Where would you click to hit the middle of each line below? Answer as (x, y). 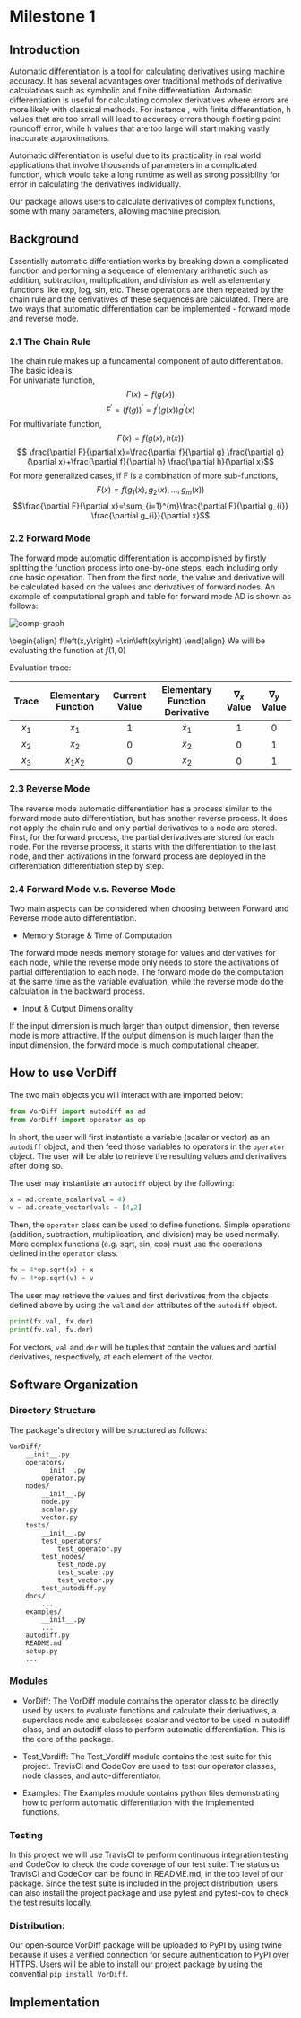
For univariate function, (52, 380)
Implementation (55, 2002)
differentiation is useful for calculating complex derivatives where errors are (149, 100)
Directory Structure (52, 1411)
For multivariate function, (56, 423)
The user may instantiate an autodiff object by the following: (122, 1182)
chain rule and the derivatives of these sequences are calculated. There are (149, 299)
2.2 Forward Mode (50, 538)
